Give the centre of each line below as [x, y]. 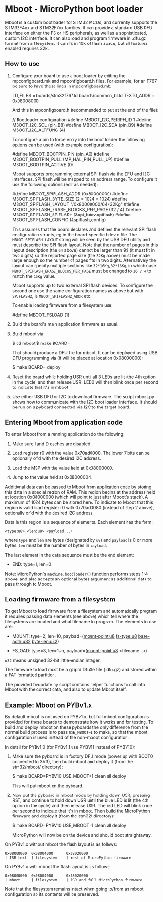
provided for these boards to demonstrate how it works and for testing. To [79, 722]
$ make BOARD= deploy [36, 367]
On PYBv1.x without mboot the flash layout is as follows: [61, 844]
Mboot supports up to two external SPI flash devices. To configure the [82, 285]
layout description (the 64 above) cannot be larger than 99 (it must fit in [83, 250]
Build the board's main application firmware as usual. [65, 324]
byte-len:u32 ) [45, 642]
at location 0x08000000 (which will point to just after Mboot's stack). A [77, 497]
